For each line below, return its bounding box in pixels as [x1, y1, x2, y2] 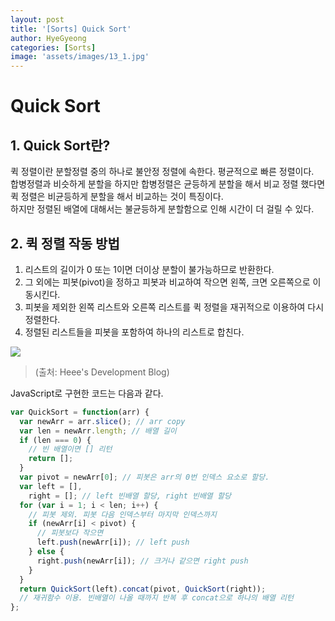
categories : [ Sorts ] [10, 42, 97, 53]
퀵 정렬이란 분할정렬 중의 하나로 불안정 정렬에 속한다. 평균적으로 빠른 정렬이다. [10, 166, 315, 178]
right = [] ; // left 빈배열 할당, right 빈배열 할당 [28, 491, 232, 501]
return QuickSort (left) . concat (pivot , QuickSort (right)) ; [19, 584, 267, 594]
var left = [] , [19, 481, 83, 491]
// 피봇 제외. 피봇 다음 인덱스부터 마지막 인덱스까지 [28, 509, 217, 520]
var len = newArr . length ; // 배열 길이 [19, 426, 177, 436]
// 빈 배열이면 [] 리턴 [28, 444, 113, 455]
